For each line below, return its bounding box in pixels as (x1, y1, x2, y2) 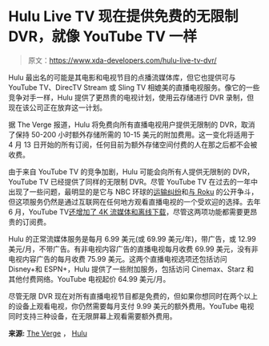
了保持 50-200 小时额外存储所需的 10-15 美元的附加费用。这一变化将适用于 (8, 129, 255, 139)
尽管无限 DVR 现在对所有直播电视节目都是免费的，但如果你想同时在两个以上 (8, 291, 259, 301)
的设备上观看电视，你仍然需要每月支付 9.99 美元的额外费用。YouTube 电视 (8, 301, 255, 311)
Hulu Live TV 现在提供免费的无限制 (8, 7, 239, 26)
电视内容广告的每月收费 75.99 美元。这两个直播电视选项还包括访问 (8, 254, 227, 263)
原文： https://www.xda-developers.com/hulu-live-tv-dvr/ (27, 55, 218, 65)
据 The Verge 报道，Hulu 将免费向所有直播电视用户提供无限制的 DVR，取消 (8, 120, 255, 129)
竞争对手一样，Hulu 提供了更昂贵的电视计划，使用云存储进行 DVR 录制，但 (8, 92, 255, 102)
